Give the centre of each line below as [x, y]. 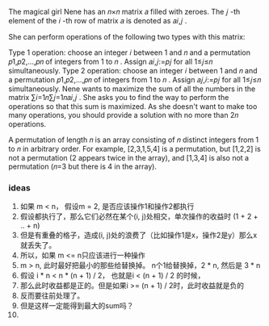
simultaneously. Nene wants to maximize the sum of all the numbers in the [132, 89]
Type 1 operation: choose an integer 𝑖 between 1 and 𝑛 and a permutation [130, 52]
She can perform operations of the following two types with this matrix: [127, 37]
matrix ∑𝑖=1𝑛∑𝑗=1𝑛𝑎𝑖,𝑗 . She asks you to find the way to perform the [119, 97]
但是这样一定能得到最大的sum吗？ [77, 306]
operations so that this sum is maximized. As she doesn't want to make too [133, 107]
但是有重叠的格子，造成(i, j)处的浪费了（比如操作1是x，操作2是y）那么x [139, 235]
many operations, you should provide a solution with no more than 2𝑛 [124, 115]
